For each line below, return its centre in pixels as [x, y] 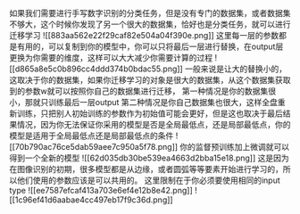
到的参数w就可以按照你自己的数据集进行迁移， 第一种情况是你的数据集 [139, 91]
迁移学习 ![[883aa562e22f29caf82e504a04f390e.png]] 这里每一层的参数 [144, 35]
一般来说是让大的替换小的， [236, 69]
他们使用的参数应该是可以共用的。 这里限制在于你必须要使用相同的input [149, 180]
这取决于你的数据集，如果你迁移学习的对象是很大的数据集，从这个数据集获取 [150, 80]
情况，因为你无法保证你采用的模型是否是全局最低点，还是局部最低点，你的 [154, 124]
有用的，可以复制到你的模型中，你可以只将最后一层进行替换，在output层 [150, 46]
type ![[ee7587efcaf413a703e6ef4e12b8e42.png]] [101, 190]
